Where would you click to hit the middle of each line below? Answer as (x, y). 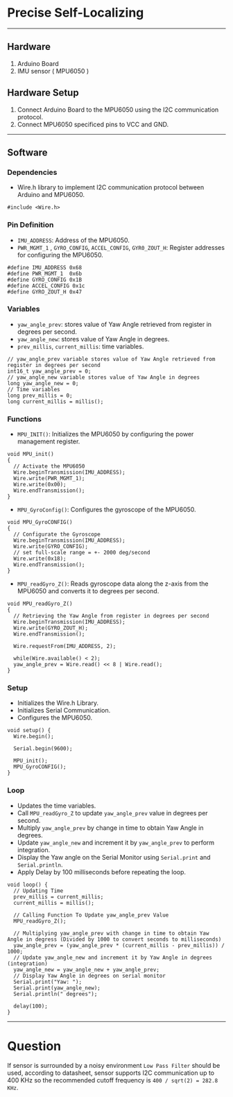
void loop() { (28, 885)
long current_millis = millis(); (55, 401)
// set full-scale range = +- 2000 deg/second (82, 553)
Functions (24, 419)
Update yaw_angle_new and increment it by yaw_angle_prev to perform (116, 842)
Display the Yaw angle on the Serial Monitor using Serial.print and (114, 857)
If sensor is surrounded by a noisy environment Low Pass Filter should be (114, 1065)
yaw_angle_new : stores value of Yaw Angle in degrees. (93, 339)
